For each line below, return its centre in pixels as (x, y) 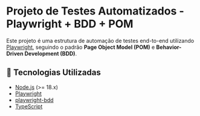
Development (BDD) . (51, 53)
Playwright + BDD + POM (70, 24)
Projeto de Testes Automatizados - (95, 11)
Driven (15, 53)
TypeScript (29, 106)
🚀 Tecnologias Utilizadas (53, 73)
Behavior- (169, 47)
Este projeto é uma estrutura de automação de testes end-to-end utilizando (100, 40)
